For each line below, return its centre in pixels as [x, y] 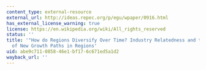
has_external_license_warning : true [53, 23]
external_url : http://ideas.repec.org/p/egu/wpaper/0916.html [87, 18]
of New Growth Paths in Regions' [55, 46]
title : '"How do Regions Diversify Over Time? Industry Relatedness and [101, 40]
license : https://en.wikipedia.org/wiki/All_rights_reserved [86, 29]
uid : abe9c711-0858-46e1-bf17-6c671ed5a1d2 [63, 52]
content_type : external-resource [49, 12]
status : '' [20, 35]
